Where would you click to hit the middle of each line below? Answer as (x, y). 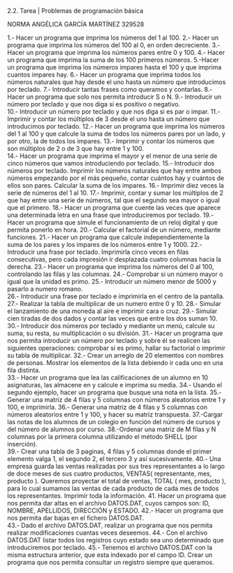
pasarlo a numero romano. (45, 289)
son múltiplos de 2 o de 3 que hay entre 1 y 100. (75, 148)
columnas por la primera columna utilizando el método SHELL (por (102, 437)
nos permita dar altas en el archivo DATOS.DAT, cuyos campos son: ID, (109, 503)
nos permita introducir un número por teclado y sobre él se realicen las (109, 340)
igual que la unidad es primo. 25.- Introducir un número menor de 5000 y (112, 281)
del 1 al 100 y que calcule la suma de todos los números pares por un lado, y (116, 134)
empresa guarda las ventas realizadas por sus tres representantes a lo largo (116, 466)
